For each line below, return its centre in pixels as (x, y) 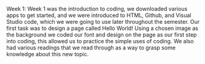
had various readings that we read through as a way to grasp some (91, 48)
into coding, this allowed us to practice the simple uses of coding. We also (100, 41)
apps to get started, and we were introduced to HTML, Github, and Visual (99, 15)
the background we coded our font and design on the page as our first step (102, 35)
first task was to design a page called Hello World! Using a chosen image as (102, 28)
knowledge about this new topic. (48, 54)
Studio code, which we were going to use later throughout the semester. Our (103, 22)
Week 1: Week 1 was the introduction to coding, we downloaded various (97, 9)
